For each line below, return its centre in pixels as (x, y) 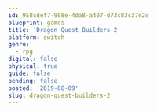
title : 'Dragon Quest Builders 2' (65, 30)
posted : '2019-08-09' (44, 88)
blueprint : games (37, 23)
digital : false (33, 59)
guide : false (29, 73)
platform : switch (37, 37)
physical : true (33, 66)
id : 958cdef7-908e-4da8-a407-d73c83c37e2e (78, 15)
